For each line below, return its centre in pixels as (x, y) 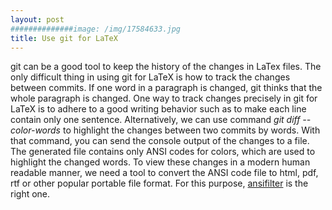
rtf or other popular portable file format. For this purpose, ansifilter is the (159, 183)
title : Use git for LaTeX (64, 38)
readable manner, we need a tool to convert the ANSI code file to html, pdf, (164, 173)
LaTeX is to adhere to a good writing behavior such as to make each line (158, 109)
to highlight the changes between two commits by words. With (191, 130)
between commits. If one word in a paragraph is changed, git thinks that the (166, 88)
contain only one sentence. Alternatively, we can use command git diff (155, 120)
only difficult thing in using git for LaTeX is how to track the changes (150, 77)
